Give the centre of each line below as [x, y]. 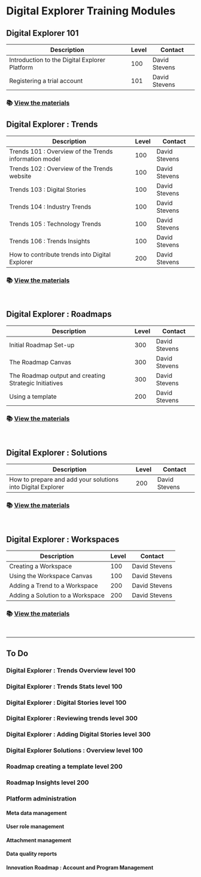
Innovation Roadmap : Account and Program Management [80, 867]
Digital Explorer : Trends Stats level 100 [64, 686]
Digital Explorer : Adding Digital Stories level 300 [78, 735]
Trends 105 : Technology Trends [55, 224]
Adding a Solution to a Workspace [57, 595]
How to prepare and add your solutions [64, 479]
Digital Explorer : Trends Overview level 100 [71, 670]
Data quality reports [32, 854]
